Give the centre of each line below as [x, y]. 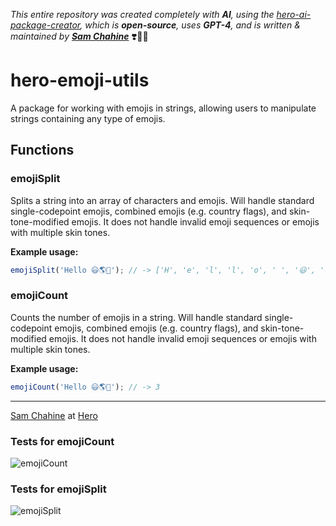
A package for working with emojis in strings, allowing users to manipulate [163, 108]
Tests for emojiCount [62, 441]
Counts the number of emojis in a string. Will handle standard [136, 317]
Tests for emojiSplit [58, 489]
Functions [42, 150]
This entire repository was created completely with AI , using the [142, 14]
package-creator [45, 25]
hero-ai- [294, 14]
